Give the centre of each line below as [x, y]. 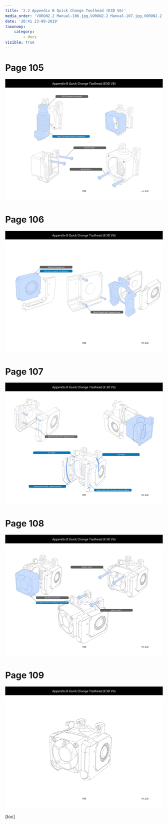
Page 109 [25, 675]
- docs [30, 37]
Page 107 [24, 372]
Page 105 [24, 68]
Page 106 [25, 220]
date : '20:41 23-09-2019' [32, 21]
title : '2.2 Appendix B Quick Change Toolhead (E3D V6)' [66, 11]
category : [24, 32]
